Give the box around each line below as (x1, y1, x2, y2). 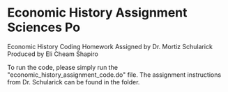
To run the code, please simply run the (7, 63, 119, 71)
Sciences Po (7, 19, 81, 35)
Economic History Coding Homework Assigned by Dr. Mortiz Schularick (7, 42, 213, 50)
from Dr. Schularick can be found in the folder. (7, 77, 140, 86)
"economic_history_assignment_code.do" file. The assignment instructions (7, 71, 222, 79)
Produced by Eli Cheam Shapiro (7, 50, 99, 58)
